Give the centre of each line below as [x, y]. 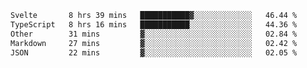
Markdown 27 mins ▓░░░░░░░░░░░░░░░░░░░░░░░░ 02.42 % [154, 43]
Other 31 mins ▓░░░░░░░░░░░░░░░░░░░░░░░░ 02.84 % [154, 34]
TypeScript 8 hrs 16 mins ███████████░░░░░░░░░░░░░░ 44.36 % [154, 24]
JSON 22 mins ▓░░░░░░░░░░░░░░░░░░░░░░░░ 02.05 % [154, 52]
